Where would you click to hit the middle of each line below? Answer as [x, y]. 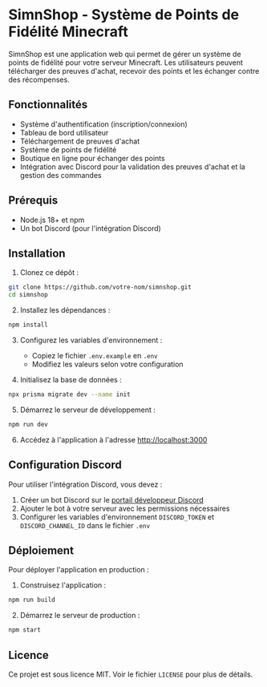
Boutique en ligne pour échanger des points [93, 158]
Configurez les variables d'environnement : [91, 340]
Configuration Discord [65, 465]
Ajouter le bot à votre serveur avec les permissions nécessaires [125, 508]
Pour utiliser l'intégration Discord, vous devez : [85, 484]
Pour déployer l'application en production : [79, 570]
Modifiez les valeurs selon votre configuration [107, 364]
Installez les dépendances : [65, 310]
